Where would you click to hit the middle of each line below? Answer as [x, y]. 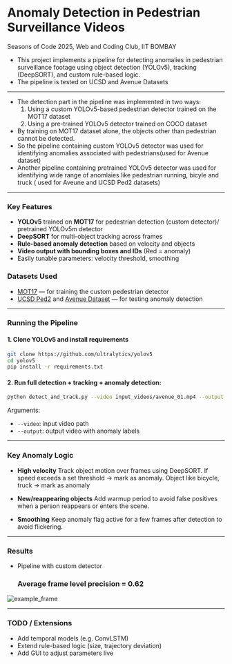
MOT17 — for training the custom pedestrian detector [93, 291]
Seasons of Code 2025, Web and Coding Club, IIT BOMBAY [92, 46]
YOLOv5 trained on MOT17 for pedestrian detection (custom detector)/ [118, 222]
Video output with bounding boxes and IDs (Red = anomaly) [104, 251]
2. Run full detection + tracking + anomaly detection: [84, 382]
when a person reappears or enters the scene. [83, 506]
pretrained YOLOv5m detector [60, 229]
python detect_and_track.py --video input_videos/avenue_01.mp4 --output [116, 397]
